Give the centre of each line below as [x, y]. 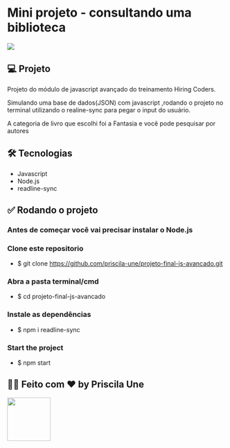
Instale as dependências [49, 315]
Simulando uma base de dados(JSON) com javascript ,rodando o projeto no [115, 103]
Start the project [35, 347]
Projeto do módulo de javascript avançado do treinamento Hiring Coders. [112, 89]
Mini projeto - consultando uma [99, 13]
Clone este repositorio [45, 248]
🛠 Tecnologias [40, 154]
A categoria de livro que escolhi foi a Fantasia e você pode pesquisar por [112, 123]
